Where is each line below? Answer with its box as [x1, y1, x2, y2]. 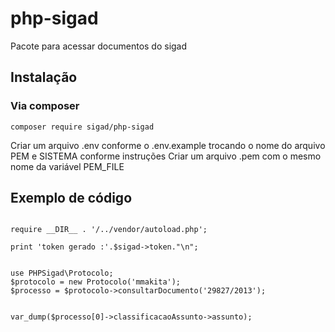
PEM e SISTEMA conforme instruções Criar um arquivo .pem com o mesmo [10, 150, 322, 162]
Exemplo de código [10, 190, 133, 207]
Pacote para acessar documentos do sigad [10, 40, 188, 52]
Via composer [10, 99, 80, 113]
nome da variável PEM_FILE [10, 160, 125, 172]
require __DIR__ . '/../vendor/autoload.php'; [10, 225, 208, 235]
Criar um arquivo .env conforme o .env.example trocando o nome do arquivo [10, 139, 326, 151]
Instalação [10, 69, 78, 86]
